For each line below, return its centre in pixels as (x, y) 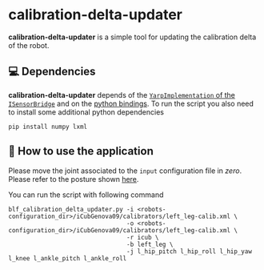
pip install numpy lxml (48, 127)
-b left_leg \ (150, 244)
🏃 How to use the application (81, 151)
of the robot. (29, 45)
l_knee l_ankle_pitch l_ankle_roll (68, 258)
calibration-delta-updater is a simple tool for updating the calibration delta (132, 37)
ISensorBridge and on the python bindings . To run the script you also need (131, 103)
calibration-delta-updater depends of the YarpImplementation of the (122, 95)
